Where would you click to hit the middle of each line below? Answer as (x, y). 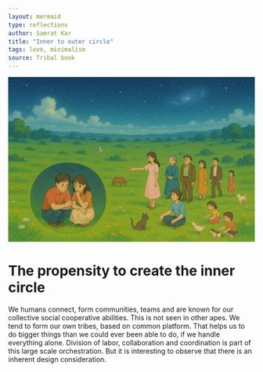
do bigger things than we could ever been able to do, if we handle (114, 334)
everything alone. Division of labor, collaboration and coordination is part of (130, 342)
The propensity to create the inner (122, 270)
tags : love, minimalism (47, 50)
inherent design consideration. (58, 359)
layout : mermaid (34, 16)
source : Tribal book (42, 58)
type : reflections (38, 25)
